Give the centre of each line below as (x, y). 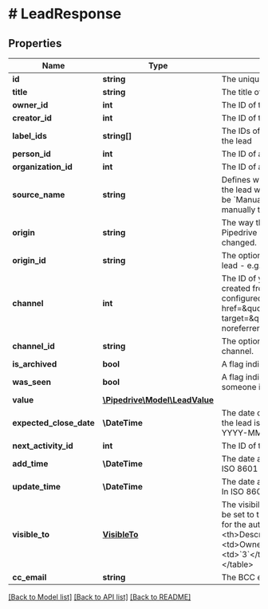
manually (238, 210)
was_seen (32, 382)
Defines (236, 180)
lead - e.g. (241, 265)
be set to (238, 515)
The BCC (238, 577)
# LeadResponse (65, 14)
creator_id (32, 118)
